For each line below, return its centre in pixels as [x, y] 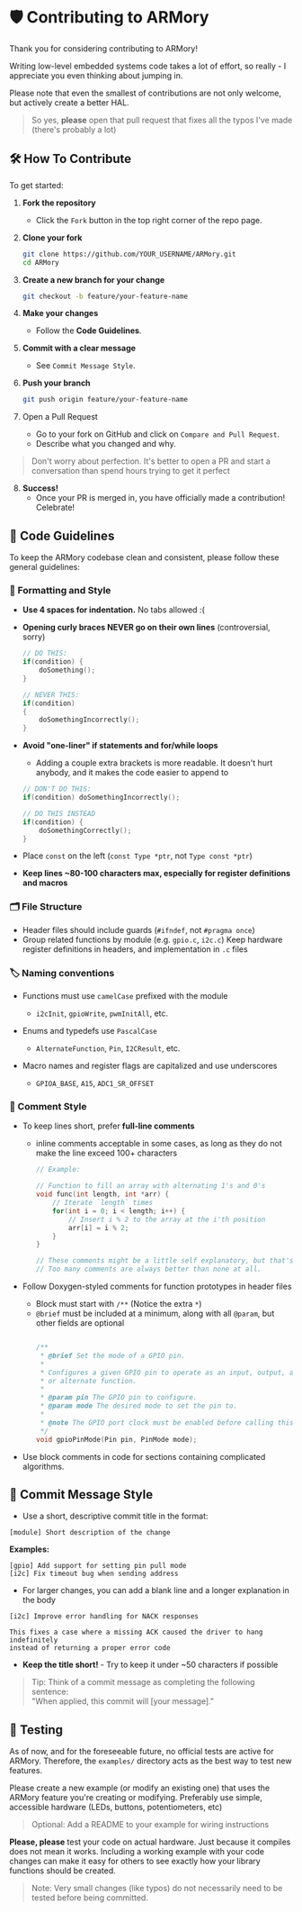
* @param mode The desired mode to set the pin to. [139, 1406]
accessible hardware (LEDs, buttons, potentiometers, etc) [116, 1808]
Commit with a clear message [79, 349]
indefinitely [34, 1640]
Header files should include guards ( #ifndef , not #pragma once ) [139, 929]
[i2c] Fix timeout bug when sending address [94, 1574]
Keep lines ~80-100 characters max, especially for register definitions [156, 874]
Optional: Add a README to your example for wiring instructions [150, 1825]
